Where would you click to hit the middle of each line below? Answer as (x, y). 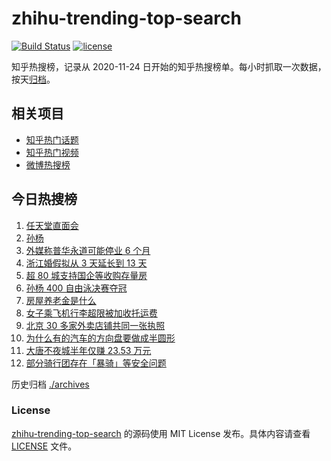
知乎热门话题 (52, 139)
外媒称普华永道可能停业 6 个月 (88, 250)
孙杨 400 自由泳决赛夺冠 (76, 288)
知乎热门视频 (52, 152)
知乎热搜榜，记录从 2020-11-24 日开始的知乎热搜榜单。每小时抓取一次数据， (169, 66)
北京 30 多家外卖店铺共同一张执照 (95, 325)
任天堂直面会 (52, 225)
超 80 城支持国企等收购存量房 (86, 275)
